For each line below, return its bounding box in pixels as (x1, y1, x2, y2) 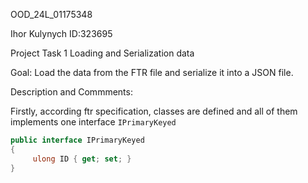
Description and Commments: (10, 86, 133, 98)
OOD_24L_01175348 (10, 9, 93, 20)
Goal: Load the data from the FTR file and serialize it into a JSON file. (10, 67, 294, 78)
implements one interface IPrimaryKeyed (10, 116, 177, 128)
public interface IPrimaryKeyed (10, 135, 145, 145)
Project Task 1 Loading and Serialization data (10, 47, 195, 59)
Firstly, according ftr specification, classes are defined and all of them (10, 105, 298, 117)
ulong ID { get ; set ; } (32, 154, 132, 164)
